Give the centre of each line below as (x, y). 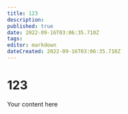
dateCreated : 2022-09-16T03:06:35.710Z (64, 52)
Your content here (33, 104)
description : (26, 20)
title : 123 (23, 13)
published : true (30, 26)
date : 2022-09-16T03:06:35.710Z (53, 32)
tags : (15, 39)
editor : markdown (32, 45)
